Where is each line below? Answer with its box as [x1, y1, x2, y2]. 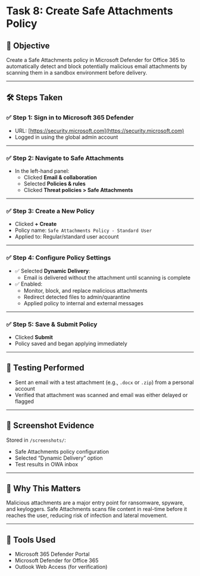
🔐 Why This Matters [6, 483, 81, 493]
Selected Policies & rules [23, 180, 86, 187]
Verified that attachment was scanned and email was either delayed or [14, 391, 188, 398]
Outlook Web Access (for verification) [14, 563, 108, 571]
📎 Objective [6, 41, 50, 51]
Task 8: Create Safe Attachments [6, 4, 174, 18]
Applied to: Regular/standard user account [14, 233, 119, 240]
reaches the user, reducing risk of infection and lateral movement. [6, 512, 168, 519]
